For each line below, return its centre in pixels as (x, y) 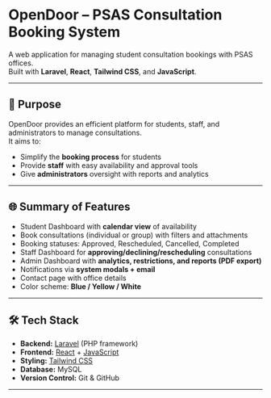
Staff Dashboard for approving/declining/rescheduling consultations (136, 252)
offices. (21, 63)
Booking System (65, 32)
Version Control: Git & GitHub (69, 378)
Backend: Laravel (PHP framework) (79, 344)
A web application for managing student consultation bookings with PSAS (131, 54)
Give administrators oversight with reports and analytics (114, 174)
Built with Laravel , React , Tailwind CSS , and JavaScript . (102, 71)
